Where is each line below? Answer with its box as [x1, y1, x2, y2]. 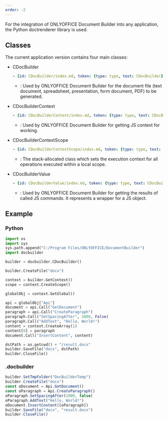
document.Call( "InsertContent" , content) [5, 333, 93, 338]
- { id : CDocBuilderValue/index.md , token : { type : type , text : [12, 181, 145, 186]
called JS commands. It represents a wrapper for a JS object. [20, 195, 147, 201]
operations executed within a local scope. [20, 161, 106, 167]
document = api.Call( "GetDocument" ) [5, 305, 82, 310]
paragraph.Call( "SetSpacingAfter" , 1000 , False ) [5, 314, 109, 320]
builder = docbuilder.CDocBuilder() [5, 259, 82, 264]
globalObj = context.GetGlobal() [5, 291, 75, 296]
